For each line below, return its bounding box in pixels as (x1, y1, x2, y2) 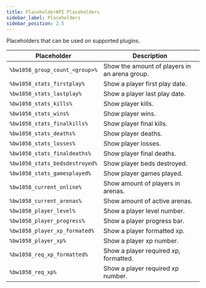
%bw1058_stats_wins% (9, 110, 69, 117)
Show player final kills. (103, 119, 167, 128)
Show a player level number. (103, 207, 185, 215)
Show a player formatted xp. (103, 227, 185, 235)
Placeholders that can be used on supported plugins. (6, 37, 140, 45)
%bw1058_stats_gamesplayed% (9, 170, 91, 177)
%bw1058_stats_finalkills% (9, 120, 88, 127)
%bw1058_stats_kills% (9, 100, 72, 107)
